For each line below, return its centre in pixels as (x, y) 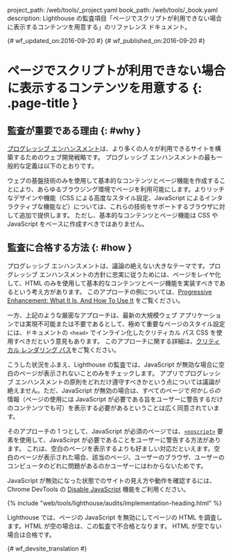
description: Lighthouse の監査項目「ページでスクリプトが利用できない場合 (115, 18)
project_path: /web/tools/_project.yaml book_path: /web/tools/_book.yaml (113, 10)
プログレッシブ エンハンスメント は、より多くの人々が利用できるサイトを (111, 149)
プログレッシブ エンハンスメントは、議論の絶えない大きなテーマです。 (108, 265)
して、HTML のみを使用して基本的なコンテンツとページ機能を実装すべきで (113, 283)
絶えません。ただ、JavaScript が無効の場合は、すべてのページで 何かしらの (114, 390)
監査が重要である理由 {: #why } (74, 131)
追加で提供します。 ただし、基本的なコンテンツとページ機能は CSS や (119, 215)
